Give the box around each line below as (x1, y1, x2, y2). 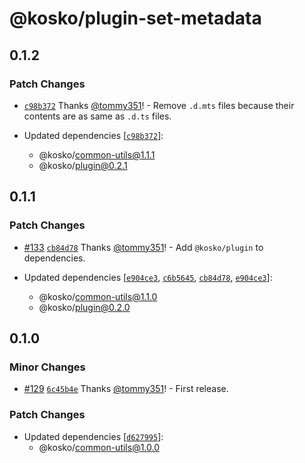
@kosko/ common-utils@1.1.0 (38, 290, 158, 302)
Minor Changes (9, 360, 86, 374)
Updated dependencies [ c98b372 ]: (23, 129, 164, 141)
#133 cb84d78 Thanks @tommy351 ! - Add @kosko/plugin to (23, 241, 264, 253)
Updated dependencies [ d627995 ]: (23, 430, 164, 442)
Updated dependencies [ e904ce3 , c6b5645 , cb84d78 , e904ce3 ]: (23, 271, 273, 283)
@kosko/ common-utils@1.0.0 (38, 441, 161, 453)
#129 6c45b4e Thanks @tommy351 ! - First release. (23, 383, 229, 395)
